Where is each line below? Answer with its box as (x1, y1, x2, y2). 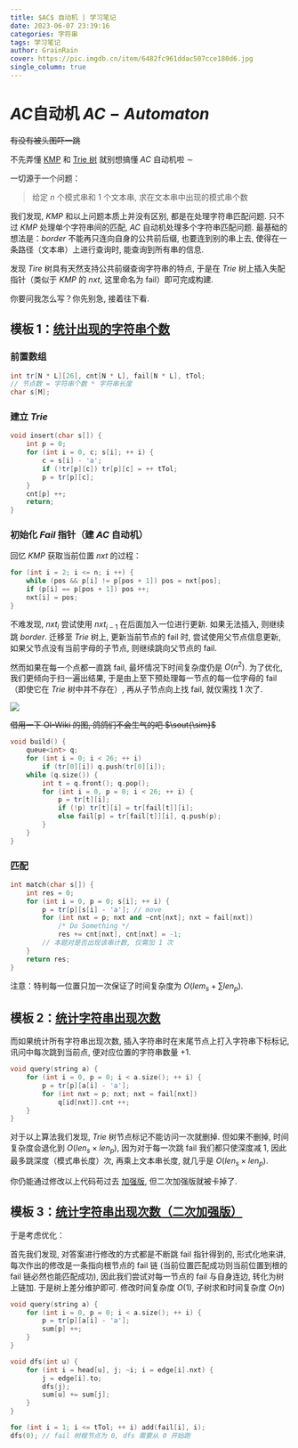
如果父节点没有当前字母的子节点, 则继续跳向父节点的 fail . (10, 642, 217, 653)
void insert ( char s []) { (10, 431, 102, 441)
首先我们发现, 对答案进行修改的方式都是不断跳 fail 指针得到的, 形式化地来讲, (10, 1249, 286, 1259)
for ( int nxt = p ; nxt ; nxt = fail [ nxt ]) (42, 1089, 198, 1098)
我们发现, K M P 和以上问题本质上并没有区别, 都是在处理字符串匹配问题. (10, 210, 267, 221)
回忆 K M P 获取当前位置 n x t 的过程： (10, 550, 141, 561)
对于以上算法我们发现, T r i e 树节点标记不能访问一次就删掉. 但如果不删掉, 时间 (10, 1132, 290, 1143)
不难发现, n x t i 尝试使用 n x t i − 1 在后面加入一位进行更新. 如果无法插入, (10, 618, 260, 631)
